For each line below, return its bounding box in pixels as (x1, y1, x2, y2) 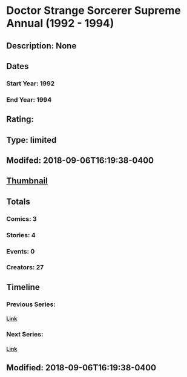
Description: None (6, 41, 77, 51)
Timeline (6, 282, 41, 292)
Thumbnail (6, 176, 48, 186)
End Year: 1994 (6, 95, 52, 103)
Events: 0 (6, 247, 35, 255)
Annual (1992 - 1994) (6, 16, 114, 30)
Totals (6, 196, 30, 206)
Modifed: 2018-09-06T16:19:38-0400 (6, 155, 154, 165)
